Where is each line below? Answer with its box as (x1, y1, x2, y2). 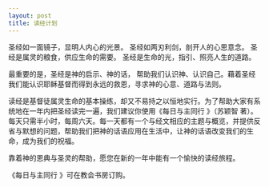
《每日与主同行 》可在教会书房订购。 (8, 169, 130, 180)
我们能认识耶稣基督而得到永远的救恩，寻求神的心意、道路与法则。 (8, 79, 226, 89)
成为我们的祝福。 (22, 136, 78, 145)
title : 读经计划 (8, 19, 58, 27)
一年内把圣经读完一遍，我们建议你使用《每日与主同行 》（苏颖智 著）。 (29, 105, 258, 116)
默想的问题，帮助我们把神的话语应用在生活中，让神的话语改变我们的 (22, 125, 247, 136)
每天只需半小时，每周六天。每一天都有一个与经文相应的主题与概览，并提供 (8, 116, 254, 125)
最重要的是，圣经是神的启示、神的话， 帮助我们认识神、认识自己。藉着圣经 (8, 69, 256, 78)
